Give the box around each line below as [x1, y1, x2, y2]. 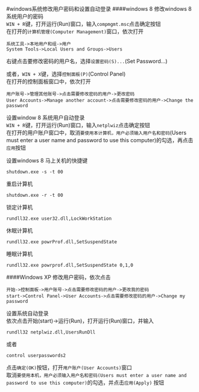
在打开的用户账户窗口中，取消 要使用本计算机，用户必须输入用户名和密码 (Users [6, 129, 187, 136]
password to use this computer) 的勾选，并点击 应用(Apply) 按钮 [6, 379, 165, 386]
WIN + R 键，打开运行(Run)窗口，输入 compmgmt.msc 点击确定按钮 [6, 20, 161, 27]
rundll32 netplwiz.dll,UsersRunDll [6, 329, 96, 335]
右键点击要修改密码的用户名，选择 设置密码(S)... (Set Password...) [6, 58, 168, 64]
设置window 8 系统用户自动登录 [6, 114, 85, 121]
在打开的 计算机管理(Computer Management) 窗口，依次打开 [6, 28, 144, 35]
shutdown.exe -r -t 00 [6, 192, 63, 198]
